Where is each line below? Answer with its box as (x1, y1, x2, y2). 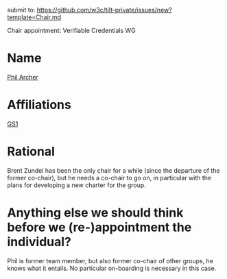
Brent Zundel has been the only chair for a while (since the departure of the (7, 166, 221, 174)
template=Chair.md (7, 13, 62, 21)
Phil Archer (7, 73, 39, 81)
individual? (7, 234, 72, 250)
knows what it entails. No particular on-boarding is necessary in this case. (7, 264, 217, 272)
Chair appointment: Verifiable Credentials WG (7, 27, 136, 34)
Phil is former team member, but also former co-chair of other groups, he (7, 256, 214, 265)
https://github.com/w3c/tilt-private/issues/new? (36, 6, 173, 14)
